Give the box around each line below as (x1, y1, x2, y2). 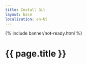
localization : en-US (5, 16, 48, 21)
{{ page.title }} (5, 48, 67, 59)
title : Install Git (5, 7, 46, 12)
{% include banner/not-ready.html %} (5, 30, 83, 36)
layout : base (5, 12, 32, 17)
